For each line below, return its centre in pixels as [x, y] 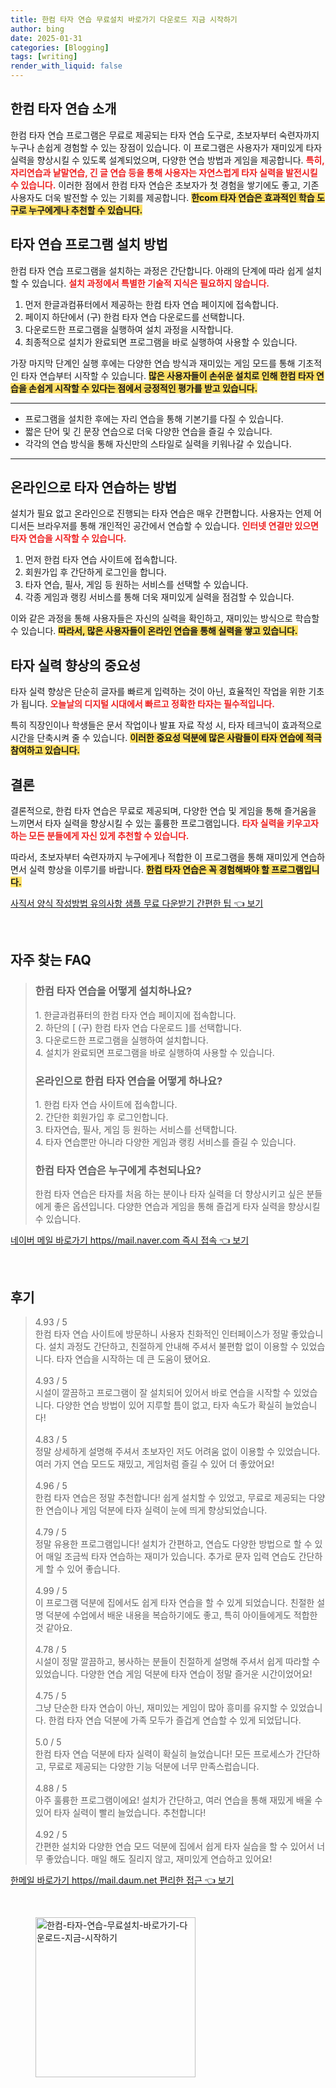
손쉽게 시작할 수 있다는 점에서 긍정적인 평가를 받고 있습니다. [143, 388]
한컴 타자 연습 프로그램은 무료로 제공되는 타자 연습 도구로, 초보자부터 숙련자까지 [165, 135]
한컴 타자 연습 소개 [63, 109]
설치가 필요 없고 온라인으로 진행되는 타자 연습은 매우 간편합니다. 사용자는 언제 [161, 513]
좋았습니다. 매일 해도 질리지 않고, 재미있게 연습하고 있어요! [159, 1859]
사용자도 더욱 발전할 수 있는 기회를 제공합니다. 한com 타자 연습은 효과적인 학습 [162, 197]
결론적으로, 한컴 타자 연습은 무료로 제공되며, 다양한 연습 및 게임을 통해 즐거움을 [163, 811]
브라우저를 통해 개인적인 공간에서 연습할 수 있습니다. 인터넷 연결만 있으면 [177, 526]
